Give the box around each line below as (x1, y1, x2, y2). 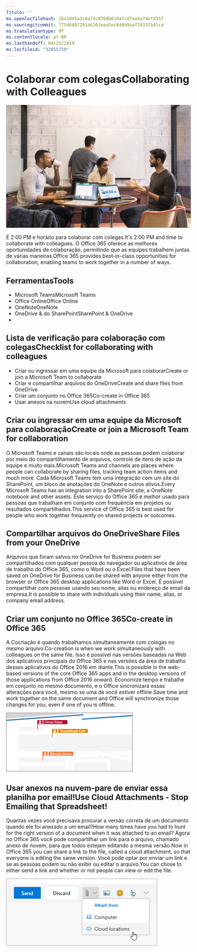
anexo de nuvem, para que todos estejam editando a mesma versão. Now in (6, 842, 189, 849)
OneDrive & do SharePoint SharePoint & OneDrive (14, 310, 133, 317)
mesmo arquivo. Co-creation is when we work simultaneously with (6, 645, 165, 652)
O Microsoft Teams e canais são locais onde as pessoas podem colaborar (6, 449, 185, 456)
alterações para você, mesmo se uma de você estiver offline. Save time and (6, 688, 188, 696)
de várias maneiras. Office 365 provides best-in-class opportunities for (6, 252, 176, 259)
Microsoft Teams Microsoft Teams (14, 291, 96, 298)
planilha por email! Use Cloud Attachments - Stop (6, 792, 189, 802)
